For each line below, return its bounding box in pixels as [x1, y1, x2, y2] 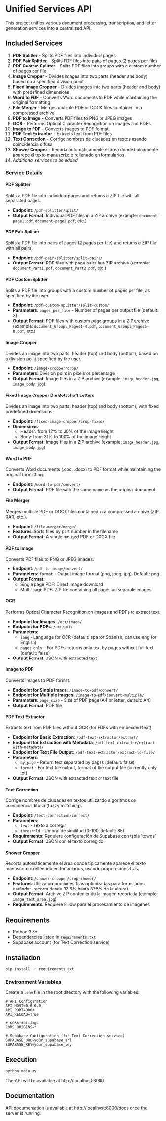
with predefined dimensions [12, 89, 69, 95]
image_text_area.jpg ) [12, 896, 57, 902]
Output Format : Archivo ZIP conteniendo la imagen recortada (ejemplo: [12, 891, 158, 897]
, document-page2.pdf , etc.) [33, 218, 87, 224]
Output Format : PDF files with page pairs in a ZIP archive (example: [12, 260, 150, 266]
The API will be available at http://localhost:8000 [5, 1077, 104, 1083]
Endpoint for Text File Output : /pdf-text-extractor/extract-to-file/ [12, 749, 155, 755]
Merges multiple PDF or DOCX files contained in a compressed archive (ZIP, [5, 509, 160, 515]
